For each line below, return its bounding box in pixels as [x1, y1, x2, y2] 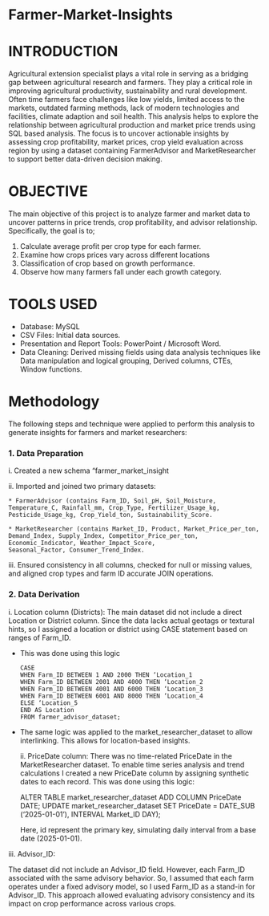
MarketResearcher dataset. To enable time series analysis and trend [19, 759, 245, 769]
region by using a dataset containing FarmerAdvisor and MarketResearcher [8, 146, 256, 156]
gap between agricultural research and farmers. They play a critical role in [8, 78, 253, 88]
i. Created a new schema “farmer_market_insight [8, 466, 170, 475]
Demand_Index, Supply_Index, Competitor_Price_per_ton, [8, 532, 199, 540]
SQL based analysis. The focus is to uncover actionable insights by [8, 128, 230, 138]
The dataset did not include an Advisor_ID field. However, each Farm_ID [8, 865, 246, 874]
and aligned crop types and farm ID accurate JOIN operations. [8, 568, 214, 579]
